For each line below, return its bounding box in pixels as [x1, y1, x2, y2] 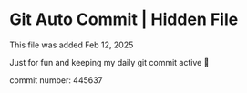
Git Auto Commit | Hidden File [9, 9, 239, 30]
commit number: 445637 [9, 74, 103, 86]
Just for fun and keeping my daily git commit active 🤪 [9, 57, 210, 67]
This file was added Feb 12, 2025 [9, 39, 134, 50]
